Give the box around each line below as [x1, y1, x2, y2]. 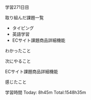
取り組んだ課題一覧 [5, 15, 44, 21]
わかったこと [5, 48, 31, 53]
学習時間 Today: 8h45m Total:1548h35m [5, 90, 87, 95]
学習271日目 [5, 4, 29, 10]
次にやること [5, 58, 31, 64]
